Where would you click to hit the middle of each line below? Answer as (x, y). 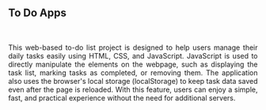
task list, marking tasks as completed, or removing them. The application (133, 72)
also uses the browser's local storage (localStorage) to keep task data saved (133, 81)
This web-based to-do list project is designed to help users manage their (133, 47)
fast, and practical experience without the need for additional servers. (122, 97)
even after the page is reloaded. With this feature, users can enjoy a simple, (133, 89)
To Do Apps (38, 13)
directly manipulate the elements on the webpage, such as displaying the (133, 64)
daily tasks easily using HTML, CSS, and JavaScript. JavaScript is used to (133, 55)
